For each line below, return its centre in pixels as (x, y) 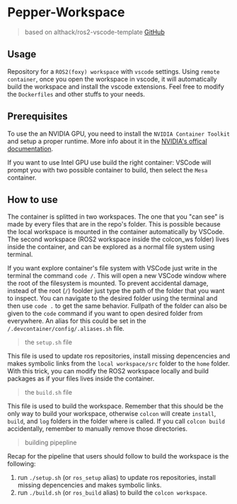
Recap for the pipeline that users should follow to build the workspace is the (118, 456)
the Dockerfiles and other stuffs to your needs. (76, 94)
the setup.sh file (48, 342)
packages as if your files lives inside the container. (81, 379)
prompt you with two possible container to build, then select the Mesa (108, 170)
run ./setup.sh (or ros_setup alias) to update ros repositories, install (116, 478)
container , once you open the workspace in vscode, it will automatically (112, 79)
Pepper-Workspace (66, 12)
